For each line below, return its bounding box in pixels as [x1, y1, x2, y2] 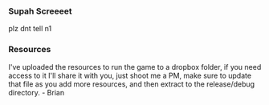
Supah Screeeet [8, 6, 72, 17]
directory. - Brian [8, 87, 65, 97]
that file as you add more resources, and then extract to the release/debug [8, 79, 255, 89]
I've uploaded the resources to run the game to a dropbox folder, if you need [8, 62, 262, 71]
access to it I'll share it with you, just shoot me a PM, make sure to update [8, 71, 251, 80]
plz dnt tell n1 [8, 24, 52, 34]
